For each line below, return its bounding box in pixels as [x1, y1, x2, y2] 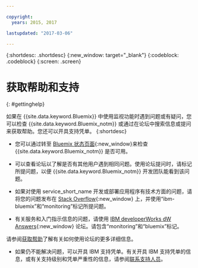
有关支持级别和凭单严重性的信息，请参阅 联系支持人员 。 [30, 256, 166, 263]
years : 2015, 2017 [11, 19, 58, 26]
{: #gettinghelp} [6, 100, 45, 108]
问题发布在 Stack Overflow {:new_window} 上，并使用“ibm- [30, 196, 175, 203]
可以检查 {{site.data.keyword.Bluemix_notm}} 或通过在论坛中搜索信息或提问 [6, 120, 191, 128]
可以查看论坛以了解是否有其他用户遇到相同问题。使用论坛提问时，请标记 [14, 160, 192, 168]
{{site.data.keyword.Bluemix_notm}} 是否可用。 [14, 148, 131, 155]
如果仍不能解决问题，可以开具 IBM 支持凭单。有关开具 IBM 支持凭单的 [14, 248, 186, 256]
